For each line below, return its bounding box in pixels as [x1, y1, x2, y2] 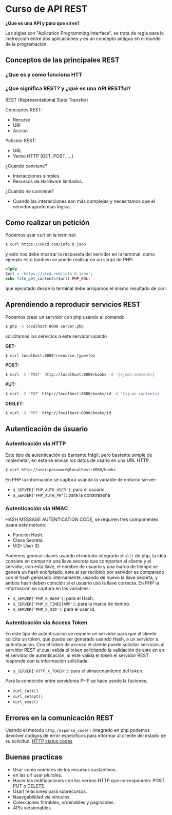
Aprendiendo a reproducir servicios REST [5, 300, 141, 309]
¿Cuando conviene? [5, 163, 48, 169]
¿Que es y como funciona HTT [5, 71, 83, 79]
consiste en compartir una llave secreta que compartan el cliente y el [5, 558, 151, 564]
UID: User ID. [12, 542, 41, 549]
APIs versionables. [12, 804, 52, 811]
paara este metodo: [5, 521, 47, 528]
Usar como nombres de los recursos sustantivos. [12, 766, 117, 772]
